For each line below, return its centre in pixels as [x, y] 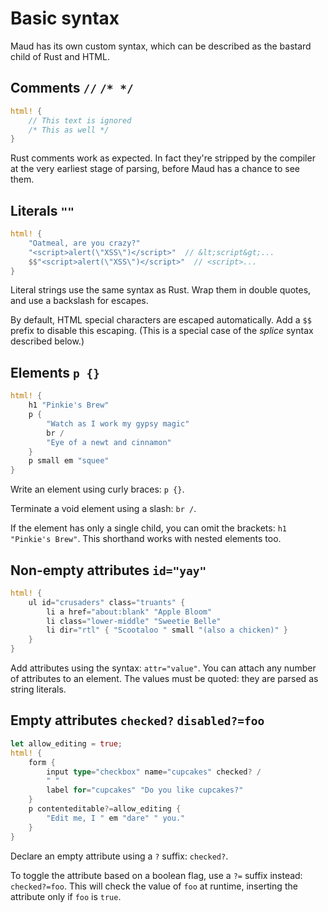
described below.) [47, 341]
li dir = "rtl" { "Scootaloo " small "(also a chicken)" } [167, 630]
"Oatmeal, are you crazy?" [84, 243]
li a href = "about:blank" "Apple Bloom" [129, 612]
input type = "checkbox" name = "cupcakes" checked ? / [154, 772]
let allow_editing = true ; [66, 743]
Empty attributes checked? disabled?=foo [137, 720]
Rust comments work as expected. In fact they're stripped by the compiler [163, 158]
